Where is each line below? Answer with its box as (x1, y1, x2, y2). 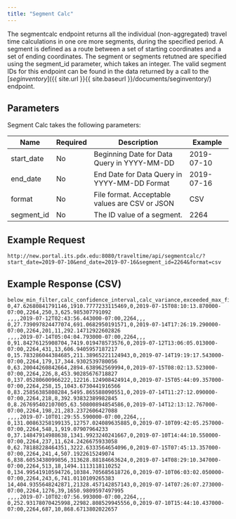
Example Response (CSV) (7, 278, 122, 290)
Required (55, 138, 88, 148)
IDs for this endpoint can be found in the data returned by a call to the (7, 67, 209, 75)
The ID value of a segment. (93, 210, 183, 220)
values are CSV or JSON (93, 198, 174, 208)
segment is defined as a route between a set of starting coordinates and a (7, 44, 221, 53)
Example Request (7, 233, 86, 246)
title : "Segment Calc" (7, 10, 74, 18)
